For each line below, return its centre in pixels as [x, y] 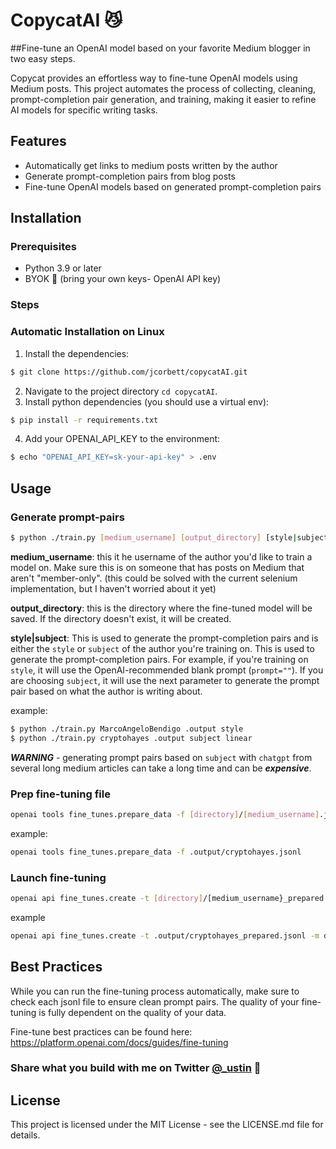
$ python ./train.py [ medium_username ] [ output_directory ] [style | [154, 537]
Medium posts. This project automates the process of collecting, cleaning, [163, 88]
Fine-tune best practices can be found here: [101, 1031]
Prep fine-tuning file [60, 794]
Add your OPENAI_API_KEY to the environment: [122, 439]
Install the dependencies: [77, 353]
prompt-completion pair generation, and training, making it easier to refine [163, 99]
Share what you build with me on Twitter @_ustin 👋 [136, 1068]
